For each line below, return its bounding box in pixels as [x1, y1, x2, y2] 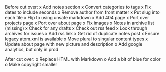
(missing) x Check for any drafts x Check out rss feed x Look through [5, 25, 147, 31]
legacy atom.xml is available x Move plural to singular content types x [5, 36, 148, 42]
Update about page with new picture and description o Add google [5, 41, 143, 47]
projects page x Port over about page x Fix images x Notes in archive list [5, 20, 154, 26]
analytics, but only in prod [5, 47, 59, 52]
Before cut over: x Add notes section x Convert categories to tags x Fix [5, 4, 151, 10]
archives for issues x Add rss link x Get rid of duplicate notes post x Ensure [5, 31, 160, 36]
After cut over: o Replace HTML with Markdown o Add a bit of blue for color [5, 56, 161, 62]
